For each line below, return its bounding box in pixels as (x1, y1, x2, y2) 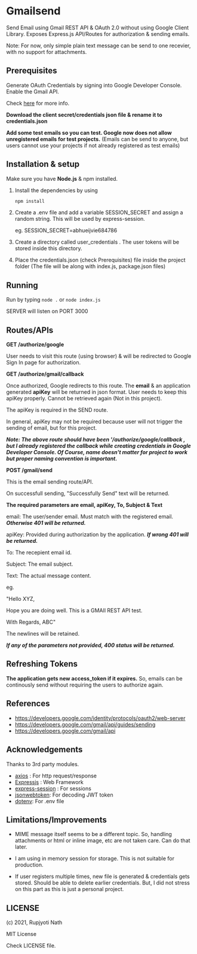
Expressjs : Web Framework (14, 778, 84, 785)
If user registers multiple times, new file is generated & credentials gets (14, 873, 190, 880)
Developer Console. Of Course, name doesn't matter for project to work (6, 449, 188, 456)
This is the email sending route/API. (6, 478, 94, 485)
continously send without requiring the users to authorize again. (6, 681, 164, 688)
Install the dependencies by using (14, 187, 98, 194)
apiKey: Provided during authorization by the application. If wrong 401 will (6, 531, 189, 538)
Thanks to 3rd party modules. (6, 760, 79, 767)
